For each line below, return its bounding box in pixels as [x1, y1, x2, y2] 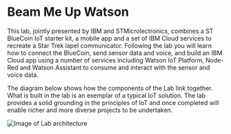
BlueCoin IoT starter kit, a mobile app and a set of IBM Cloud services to [7, 34, 212, 42]
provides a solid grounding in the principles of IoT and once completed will [7, 98, 219, 107]
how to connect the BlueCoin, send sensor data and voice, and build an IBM [7, 49, 223, 57]
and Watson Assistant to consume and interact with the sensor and [19, 63, 210, 71]
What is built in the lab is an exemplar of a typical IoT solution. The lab [7, 91, 205, 100]
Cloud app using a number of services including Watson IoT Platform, [7, 56, 205, 64]
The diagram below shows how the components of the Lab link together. [7, 84, 213, 92]
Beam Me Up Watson [7, 4, 130, 20]
